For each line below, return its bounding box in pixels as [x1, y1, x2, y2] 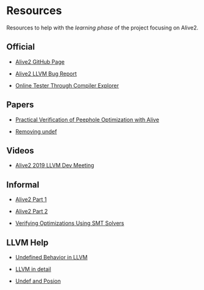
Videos [6, 145, 34, 156]
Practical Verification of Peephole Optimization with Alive [15, 116, 159, 123]
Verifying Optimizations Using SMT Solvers [15, 219, 124, 227]
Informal [6, 179, 40, 190]
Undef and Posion [15, 277, 61, 284]
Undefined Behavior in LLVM [15, 254, 88, 261]
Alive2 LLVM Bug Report [15, 70, 77, 77]
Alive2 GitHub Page [15, 58, 65, 65]
